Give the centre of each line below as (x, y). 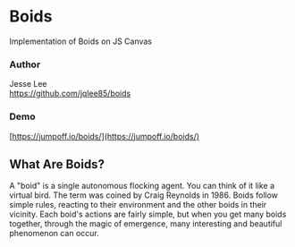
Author (25, 64)
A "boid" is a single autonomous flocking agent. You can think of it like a (142, 186)
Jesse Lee (28, 84)
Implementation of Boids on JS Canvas (81, 41)
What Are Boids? (57, 164)
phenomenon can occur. (55, 234)
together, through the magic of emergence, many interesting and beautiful (146, 224)
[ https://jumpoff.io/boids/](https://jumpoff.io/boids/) (104, 136)
